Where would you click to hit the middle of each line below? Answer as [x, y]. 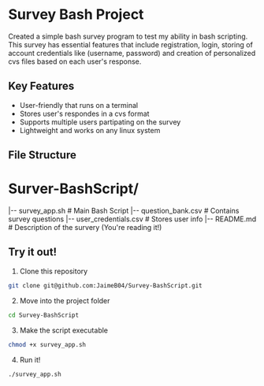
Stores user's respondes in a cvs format [84, 113]
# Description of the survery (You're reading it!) [85, 228]
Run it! [30, 359]
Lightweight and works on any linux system [90, 130]
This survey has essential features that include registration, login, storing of [131, 44]
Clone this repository [54, 271]
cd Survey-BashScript [44, 315]
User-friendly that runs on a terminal [79, 105]
